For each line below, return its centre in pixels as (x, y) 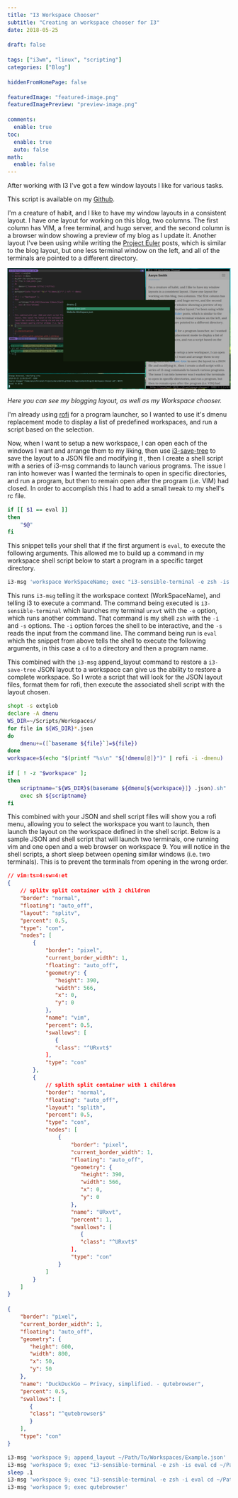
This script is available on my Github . (61, 199)
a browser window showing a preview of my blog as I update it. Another (112, 236)
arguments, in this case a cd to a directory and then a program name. (108, 648)
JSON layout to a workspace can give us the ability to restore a (130, 670)
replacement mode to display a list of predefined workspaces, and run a (112, 422)
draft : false (27, 45)
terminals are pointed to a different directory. (73, 258)
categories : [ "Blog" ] (39, 67)
